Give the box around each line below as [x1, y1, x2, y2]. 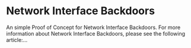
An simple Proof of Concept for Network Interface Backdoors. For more [6, 24, 181, 31]
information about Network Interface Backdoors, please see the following [6, 30, 186, 37]
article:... [6, 36, 28, 43]
